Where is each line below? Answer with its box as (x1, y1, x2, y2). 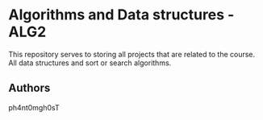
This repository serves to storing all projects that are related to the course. (8, 49, 256, 59)
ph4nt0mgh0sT (8, 102, 60, 112)
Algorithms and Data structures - (8, 6, 235, 24)
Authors (8, 81, 51, 95)
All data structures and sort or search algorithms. (8, 58, 172, 68)
